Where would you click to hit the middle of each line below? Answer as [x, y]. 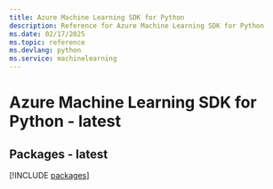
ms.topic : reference [48, 42]
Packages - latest [59, 154]
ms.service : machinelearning [63, 59]
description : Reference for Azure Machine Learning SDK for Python [137, 26]
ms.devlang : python [45, 51]
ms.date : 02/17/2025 [48, 34]
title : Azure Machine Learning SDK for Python [97, 17]
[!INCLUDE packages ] [49, 175]
